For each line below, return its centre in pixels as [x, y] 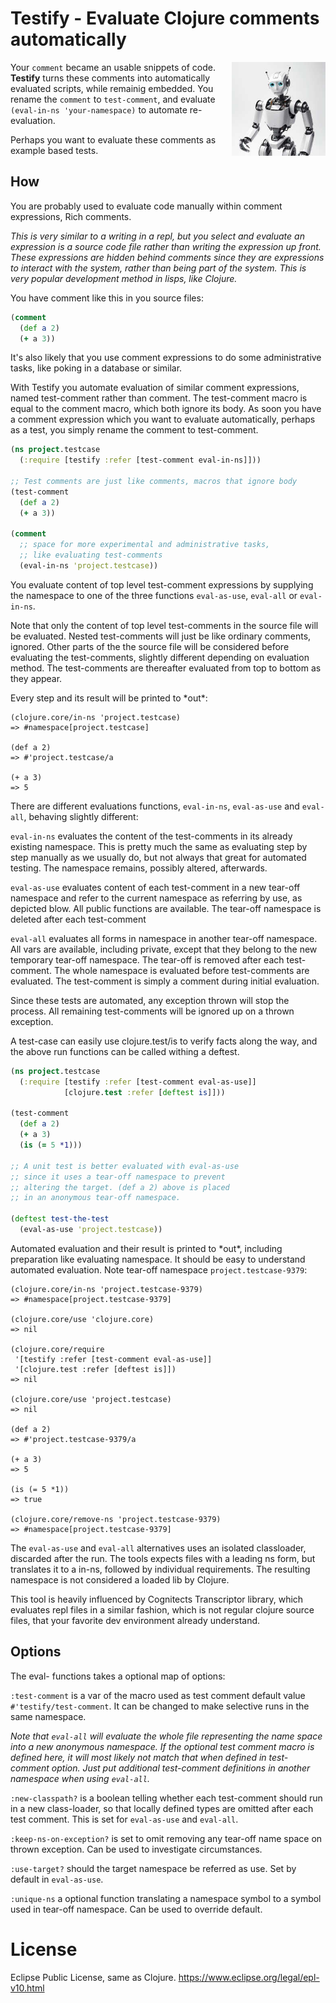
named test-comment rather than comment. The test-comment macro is [159, 398]
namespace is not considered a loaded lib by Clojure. [120, 1579]
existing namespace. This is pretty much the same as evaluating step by [159, 846]
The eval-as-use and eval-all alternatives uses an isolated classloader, [158, 1548]
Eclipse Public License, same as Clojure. [93, 1977]
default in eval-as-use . [57, 1879]
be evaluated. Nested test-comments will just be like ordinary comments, [161, 636]
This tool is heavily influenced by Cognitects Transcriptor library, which [157, 1599]
